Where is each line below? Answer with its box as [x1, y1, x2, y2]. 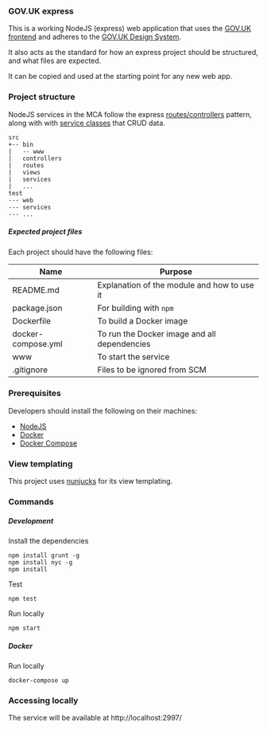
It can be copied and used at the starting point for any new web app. [8, 72, 233, 81]
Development [8, 516, 54, 525]
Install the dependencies [8, 536, 89, 546]
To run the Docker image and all [97, 328, 216, 339]
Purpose [159, 265, 193, 277]
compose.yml [12, 338, 64, 349]
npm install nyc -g [8, 559, 73, 567]
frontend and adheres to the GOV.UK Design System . [8, 32, 181, 41]
